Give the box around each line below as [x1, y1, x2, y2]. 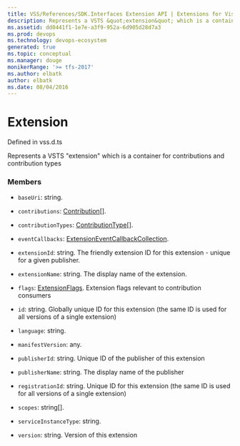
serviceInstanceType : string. [17, 417, 101, 425]
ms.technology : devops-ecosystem [7, 37, 107, 44]
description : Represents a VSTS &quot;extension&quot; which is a [7, 17, 209, 24]
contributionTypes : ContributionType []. [17, 221, 134, 229]
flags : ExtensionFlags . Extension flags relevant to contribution [17, 283, 201, 293]
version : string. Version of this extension [17, 431, 138, 440]
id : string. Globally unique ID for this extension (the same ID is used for [17, 305, 227, 314]
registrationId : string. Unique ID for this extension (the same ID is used [17, 382, 231, 390]
